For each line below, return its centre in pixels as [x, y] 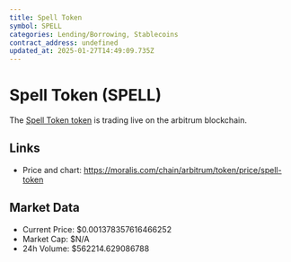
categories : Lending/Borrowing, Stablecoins [94, 34]
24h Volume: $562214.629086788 [86, 249]
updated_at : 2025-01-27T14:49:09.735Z [82, 51]
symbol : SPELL [36, 26]
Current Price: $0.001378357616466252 [97, 229]
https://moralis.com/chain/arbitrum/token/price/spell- [183, 170]
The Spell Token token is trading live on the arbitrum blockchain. [128, 120]
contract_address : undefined [64, 43]
